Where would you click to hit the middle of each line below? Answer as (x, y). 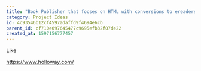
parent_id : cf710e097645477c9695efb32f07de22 (64, 28)
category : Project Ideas (37, 17)
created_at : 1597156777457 (40, 34)
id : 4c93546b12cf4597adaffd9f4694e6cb (54, 22)
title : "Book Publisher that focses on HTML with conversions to (89, 12)
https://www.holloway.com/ (40, 62)
